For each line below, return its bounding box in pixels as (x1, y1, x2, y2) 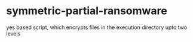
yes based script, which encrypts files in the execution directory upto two (6, 24, 187, 31)
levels (6, 30, 21, 37)
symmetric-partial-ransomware (6, 4, 167, 18)
